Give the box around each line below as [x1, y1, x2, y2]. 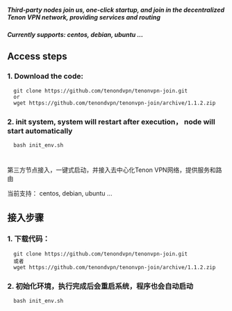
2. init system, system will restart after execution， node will [7, 117, 215, 127]
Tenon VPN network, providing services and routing [7, 13, 161, 21]
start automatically [7, 126, 73, 136]
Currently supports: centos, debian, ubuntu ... [7, 30, 144, 38]
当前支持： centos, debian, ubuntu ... [7, 189, 113, 198]
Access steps [7, 51, 67, 63]
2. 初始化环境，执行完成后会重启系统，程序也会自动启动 [7, 281, 194, 291]
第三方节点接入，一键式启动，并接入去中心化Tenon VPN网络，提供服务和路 [7, 166, 222, 174]
